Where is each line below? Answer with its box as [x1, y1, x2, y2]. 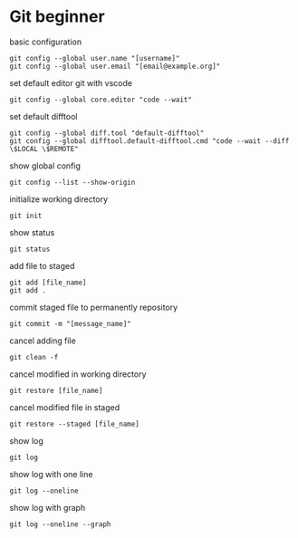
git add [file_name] [9, 278, 88, 287]
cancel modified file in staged [9, 401, 120, 413]
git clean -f [9, 352, 59, 361]
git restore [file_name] [9, 386, 103, 395]
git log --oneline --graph [9, 519, 111, 529]
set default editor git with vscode [9, 77, 133, 88]
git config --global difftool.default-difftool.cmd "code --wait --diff [9, 136, 290, 146]
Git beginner [9, 6, 106, 27]
